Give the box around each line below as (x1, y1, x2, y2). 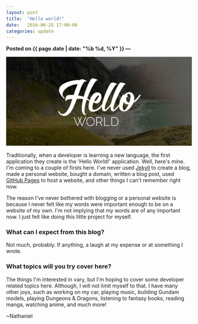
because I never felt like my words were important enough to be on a (6, 201, 173, 208)
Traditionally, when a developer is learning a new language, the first (6, 151, 171, 159)
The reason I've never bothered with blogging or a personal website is (6, 194, 177, 201)
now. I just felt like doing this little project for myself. (6, 213, 133, 220)
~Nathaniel (6, 312, 33, 319)
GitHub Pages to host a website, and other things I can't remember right (6, 176, 181, 184)
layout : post (6, 9, 38, 15)
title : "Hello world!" (6, 15, 65, 22)
